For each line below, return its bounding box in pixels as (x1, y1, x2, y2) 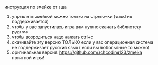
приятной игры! (11, 55, 44, 60)
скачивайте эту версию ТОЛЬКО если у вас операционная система (11, 39, 154, 45)
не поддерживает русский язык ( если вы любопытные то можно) (11, 45, 150, 50)
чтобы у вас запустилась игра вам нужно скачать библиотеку (11, 24, 142, 30)
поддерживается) (11, 19, 49, 24)
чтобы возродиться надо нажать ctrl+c (11, 34, 93, 40)
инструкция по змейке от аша (4, 4, 67, 10)
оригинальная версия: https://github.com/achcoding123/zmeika (11, 49, 142, 55)
